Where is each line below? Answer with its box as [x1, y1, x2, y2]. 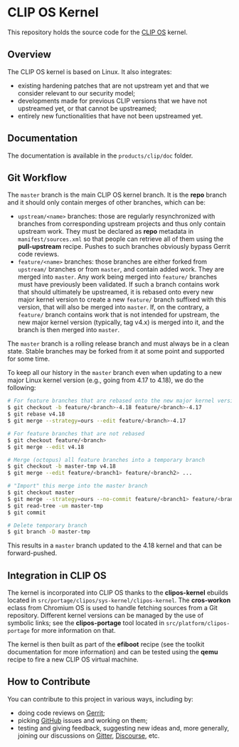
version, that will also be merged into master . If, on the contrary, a [17, 303, 210, 311]
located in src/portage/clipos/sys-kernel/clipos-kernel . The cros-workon [7, 596, 231, 604]
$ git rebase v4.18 [7, 411, 65, 418]
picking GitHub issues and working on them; [17, 716, 148, 724]
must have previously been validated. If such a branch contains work [17, 280, 220, 289]
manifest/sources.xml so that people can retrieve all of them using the [17, 235, 224, 243]
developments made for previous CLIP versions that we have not [17, 96, 208, 105]
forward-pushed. [7, 549, 58, 557]
